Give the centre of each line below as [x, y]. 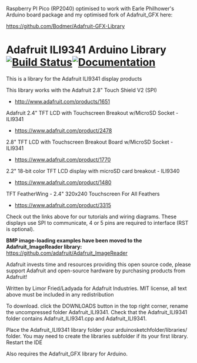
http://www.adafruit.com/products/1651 [62, 101]
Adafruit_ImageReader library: [44, 247]
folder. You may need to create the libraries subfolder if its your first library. [97, 336]
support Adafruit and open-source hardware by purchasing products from [96, 271]
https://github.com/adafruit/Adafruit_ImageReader [67, 253]
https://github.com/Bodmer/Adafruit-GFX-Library [66, 26]
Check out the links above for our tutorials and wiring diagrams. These [91, 217]
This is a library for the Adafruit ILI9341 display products [74, 78]
